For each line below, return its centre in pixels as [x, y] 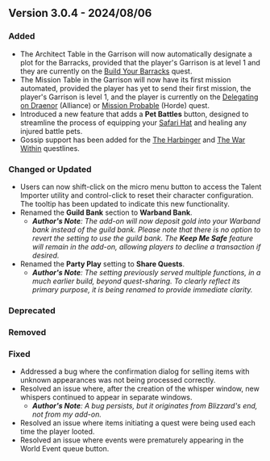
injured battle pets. [51, 131]
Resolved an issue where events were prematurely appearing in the [132, 440]
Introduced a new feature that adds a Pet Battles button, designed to [134, 114]
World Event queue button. [64, 449]
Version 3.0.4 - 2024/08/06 [80, 13]
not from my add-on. [67, 414]
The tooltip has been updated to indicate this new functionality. [125, 203]
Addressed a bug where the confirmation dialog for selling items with [135, 371]
